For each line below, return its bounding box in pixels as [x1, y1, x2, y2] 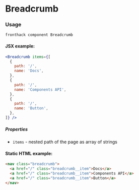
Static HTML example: [5, 150, 53, 156]
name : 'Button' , [14, 106, 49, 111]
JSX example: [5, 43, 35, 49]
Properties [5, 126, 28, 132]
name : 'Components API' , [14, 87, 66, 92]
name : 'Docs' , [14, 69, 44, 74]
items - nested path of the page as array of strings [12, 139, 117, 145]
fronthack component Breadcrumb [5, 32, 73, 38]
